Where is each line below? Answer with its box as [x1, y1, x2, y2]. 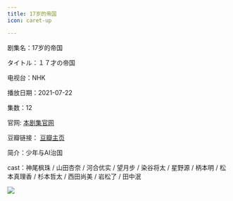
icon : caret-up [7, 17, 52, 24]
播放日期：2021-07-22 [7, 88, 73, 97]
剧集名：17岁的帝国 [7, 43, 63, 51]
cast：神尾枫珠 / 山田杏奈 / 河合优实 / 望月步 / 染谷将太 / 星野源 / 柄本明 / [7, 163, 218, 171]
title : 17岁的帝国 [7, 10, 58, 18]
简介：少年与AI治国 [7, 148, 63, 157]
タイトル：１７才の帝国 [7, 58, 75, 67]
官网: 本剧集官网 [7, 118, 54, 127]
